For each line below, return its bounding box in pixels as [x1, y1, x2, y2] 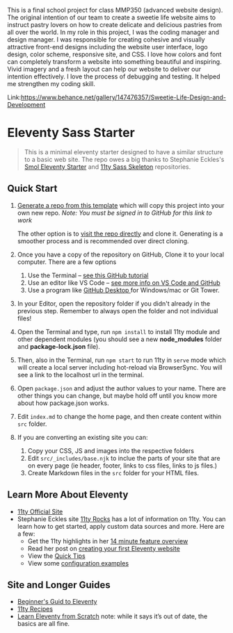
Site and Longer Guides [7, 579, 111, 591]
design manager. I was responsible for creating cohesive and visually [7, 35, 205, 44]
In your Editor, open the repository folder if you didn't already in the [17, 299, 211, 308]
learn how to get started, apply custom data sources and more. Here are [17, 522, 225, 530]
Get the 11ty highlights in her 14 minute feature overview [27, 536, 188, 545]
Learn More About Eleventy [7, 489, 129, 501]
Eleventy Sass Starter [7, 125, 136, 141]
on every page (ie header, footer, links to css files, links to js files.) [27, 461, 218, 470]
